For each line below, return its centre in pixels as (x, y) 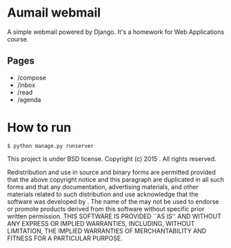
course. (18, 39)
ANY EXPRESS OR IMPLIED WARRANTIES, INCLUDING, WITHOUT (101, 223)
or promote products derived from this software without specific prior (106, 209)
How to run (39, 127)
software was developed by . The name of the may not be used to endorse (113, 201)
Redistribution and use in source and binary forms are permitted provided (111, 172)
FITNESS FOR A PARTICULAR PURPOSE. (65, 238)
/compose (32, 77)
